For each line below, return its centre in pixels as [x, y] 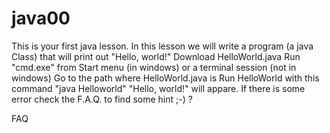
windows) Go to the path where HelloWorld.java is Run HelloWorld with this [165, 78]
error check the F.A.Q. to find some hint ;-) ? [102, 99]
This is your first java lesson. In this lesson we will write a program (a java [162, 46]
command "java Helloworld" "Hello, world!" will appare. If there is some [158, 88]
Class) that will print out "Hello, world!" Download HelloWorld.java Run [156, 56]
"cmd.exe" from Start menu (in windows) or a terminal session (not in [154, 67]
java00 [41, 18]
